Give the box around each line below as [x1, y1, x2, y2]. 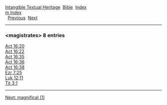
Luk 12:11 [5, 75, 23, 81]
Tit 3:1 [5, 80, 18, 86]
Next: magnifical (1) [5, 95, 45, 101]
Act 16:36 [5, 59, 25, 65]
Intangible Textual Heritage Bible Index [5, 4, 87, 10]
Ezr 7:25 [5, 70, 22, 76]
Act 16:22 [5, 48, 25, 54]
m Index [5, 9, 22, 15]
